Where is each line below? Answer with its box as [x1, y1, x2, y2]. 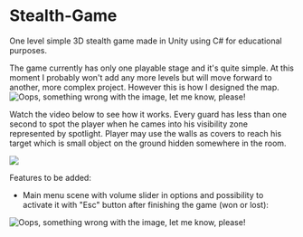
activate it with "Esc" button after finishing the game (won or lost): [22, 199, 270, 210]
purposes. [9, 44, 48, 55]
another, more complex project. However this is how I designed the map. [9, 81, 280, 92]
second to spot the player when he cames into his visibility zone [9, 118, 249, 129]
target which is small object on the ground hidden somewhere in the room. [9, 137, 287, 148]
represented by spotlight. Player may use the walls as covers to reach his [9, 128, 282, 138]
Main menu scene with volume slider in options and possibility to [22, 189, 264, 200]
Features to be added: [9, 172, 92, 183]
